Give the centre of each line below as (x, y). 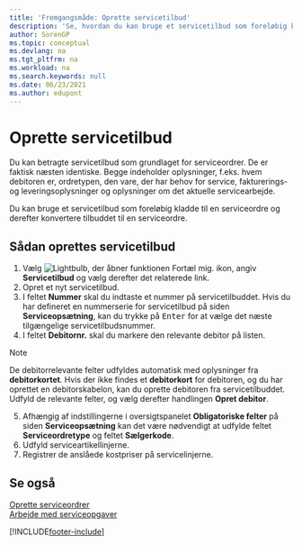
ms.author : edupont (46, 93)
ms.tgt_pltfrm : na (44, 59)
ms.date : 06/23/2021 (48, 85)
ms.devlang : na (38, 51)
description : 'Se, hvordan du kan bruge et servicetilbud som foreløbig (148, 26)
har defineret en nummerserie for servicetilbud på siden (126, 306)
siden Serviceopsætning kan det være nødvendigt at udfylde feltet (147, 426)
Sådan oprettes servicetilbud (93, 246)
